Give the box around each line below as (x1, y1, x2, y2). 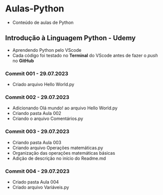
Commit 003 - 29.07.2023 (5, 128, 70, 135)
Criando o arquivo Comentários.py (12, 115, 83, 122)
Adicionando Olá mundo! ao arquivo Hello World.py (12, 105, 118, 111)
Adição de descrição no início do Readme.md (12, 155, 106, 161)
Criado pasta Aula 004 (12, 179, 59, 185)
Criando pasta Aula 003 (12, 139, 61, 145)
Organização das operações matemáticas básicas (12, 150, 116, 156)
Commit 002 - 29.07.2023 (5, 94, 70, 100)
